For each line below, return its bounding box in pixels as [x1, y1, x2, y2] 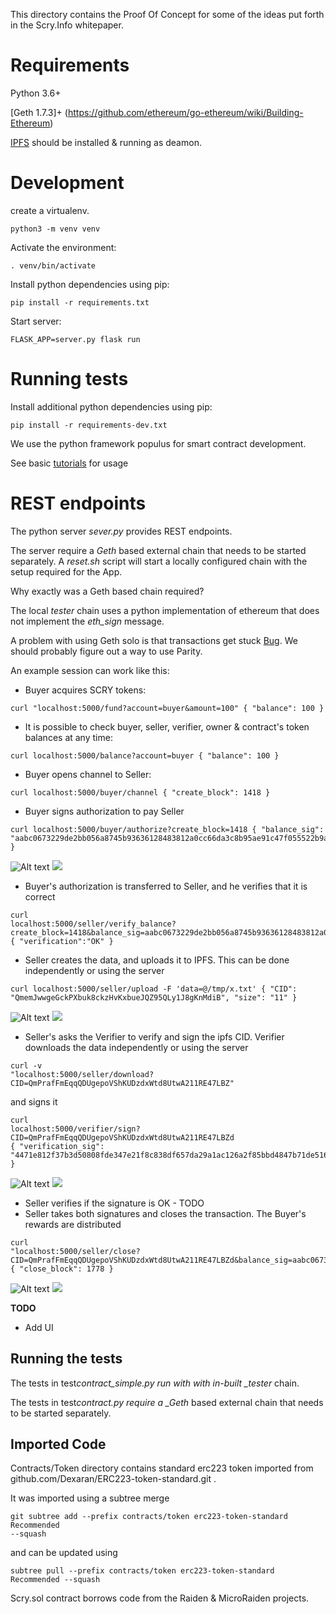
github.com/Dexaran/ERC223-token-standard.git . [10, 1473, 217, 1485]
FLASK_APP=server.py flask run [10, 334, 141, 344]
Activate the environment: [10, 241, 117, 253]
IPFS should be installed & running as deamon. [10, 136, 202, 148]
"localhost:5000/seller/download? [10, 1069, 155, 1079]
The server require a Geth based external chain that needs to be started [10, 544, 307, 556]
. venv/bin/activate [10, 260, 97, 271]
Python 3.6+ [10, 87, 62, 99]
